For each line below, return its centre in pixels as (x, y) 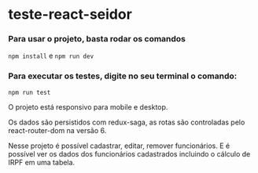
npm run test (29, 92)
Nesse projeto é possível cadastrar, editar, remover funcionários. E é (119, 146)
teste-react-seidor (70, 14)
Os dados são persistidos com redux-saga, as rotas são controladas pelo (127, 122)
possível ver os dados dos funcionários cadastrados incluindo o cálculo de (129, 153)
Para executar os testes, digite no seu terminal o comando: (123, 76)
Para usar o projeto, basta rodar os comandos (97, 39)
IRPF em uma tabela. (42, 162)
